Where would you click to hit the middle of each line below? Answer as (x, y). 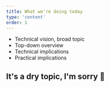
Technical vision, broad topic (50, 39)
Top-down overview (39, 45)
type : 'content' (26, 17)
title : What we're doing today (44, 11)
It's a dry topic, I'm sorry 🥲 (56, 76)
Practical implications (41, 58)
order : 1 (17, 22)
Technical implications (42, 52)
